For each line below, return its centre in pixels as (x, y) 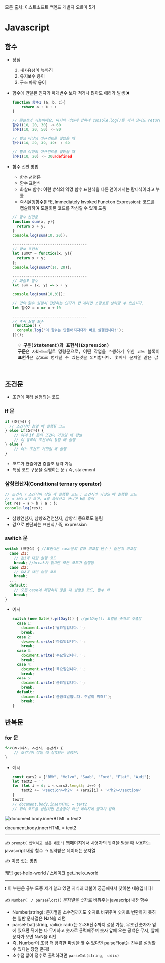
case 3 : (25, 651)
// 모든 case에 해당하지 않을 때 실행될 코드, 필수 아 (62, 590)
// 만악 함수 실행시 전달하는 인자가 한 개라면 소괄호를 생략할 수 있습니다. (78, 303)
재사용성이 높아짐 (36, 70)
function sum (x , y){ (33, 222)
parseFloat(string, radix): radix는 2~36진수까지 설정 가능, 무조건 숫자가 (82, 924)
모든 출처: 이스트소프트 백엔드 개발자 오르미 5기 (50, 7)
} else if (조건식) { (25, 430)
